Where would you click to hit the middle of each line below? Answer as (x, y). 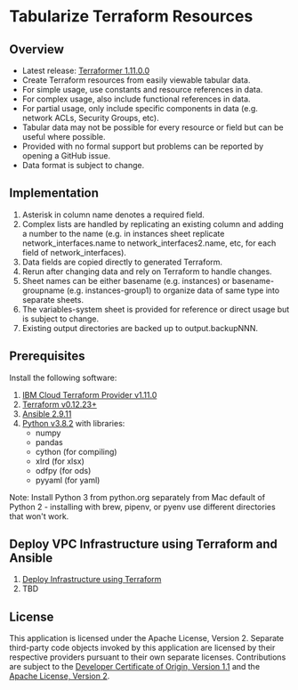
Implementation (54, 193)
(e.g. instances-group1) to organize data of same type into (173, 290)
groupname (43, 290)
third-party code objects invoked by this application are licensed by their (142, 648)
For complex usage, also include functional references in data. (136, 99)
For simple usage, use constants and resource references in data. (142, 89)
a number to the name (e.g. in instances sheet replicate (123, 233)
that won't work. (39, 516)
